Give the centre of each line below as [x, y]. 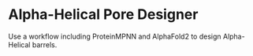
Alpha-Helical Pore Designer [103, 15]
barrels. [45, 44]
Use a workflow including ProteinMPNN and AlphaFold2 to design [115, 36]
